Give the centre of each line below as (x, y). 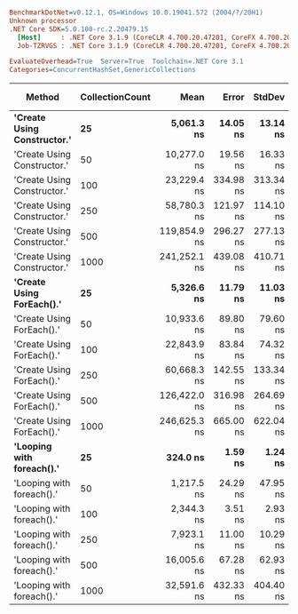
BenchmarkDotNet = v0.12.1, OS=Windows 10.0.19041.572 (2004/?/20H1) (137, 12)
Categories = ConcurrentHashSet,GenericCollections (103, 70)
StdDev (269, 97)
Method (43, 97)
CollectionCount (115, 97)
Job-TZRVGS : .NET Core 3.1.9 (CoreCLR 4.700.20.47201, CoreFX (136, 45)
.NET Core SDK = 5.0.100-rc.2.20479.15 (79, 29)
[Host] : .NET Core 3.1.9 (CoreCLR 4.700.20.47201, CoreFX (136, 37)
